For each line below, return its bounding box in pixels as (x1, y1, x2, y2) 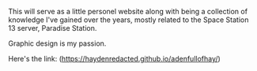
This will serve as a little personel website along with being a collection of (8, 7, 248, 16)
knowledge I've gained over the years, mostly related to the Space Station (8, 15, 249, 24)
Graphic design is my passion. (8, 39, 107, 48)
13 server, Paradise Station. (8, 24, 97, 32)
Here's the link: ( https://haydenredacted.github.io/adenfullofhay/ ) (8, 54, 221, 63)
